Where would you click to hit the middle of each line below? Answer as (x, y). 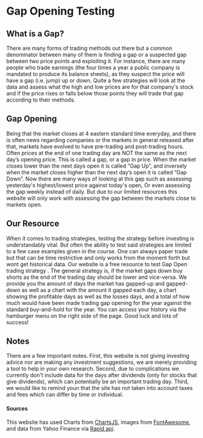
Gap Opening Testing (61, 11)
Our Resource (33, 224)
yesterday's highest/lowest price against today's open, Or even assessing (98, 185)
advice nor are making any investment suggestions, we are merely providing (101, 362)
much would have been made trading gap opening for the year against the (99, 303)
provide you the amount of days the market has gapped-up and (85, 283)
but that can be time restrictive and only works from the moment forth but (98, 258)
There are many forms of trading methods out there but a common (89, 48)
